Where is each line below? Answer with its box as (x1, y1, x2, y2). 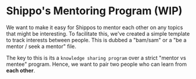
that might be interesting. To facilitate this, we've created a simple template (6, 30, 190, 37)
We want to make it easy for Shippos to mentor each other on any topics (6, 24, 183, 31)
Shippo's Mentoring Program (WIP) (6, 4, 183, 18)
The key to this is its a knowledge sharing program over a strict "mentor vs (6, 54, 186, 61)
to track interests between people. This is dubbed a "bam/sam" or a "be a (6, 36, 187, 43)
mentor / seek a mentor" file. (6, 43, 77, 50)
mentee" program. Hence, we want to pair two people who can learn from (6, 61, 187, 68)
